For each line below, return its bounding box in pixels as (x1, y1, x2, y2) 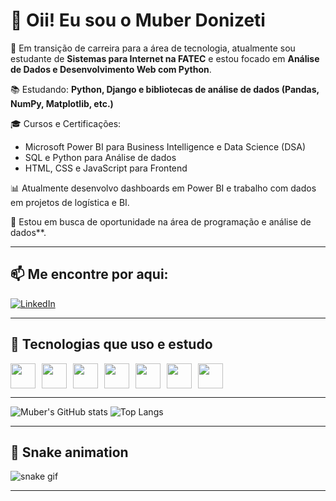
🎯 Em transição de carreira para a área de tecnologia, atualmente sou (10, 42, 296, 54)
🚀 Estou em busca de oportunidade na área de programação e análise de (10, 215, 312, 228)
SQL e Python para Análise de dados (24, 151, 177, 163)
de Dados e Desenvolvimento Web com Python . (10, 63, 212, 75)
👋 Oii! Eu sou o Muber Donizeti (10, 9, 266, 32)
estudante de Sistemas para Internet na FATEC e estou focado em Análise (10, 52, 320, 64)
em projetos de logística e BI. (10, 196, 130, 208)
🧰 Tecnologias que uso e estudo (10, 336, 213, 353)
